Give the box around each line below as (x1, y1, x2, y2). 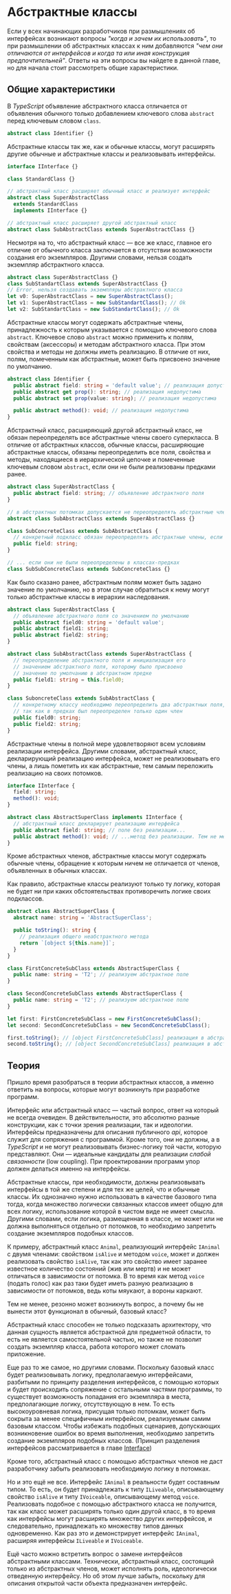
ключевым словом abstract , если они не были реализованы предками (7, 463, 216, 471)
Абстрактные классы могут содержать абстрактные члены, (7, 318, 184, 326)
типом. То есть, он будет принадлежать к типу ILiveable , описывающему (7, 1485, 224, 1493)
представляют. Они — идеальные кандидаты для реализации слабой (7, 1150, 211, 1158)
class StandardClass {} (7, 175, 76, 183)
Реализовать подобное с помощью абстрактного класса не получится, (7, 1500, 217, 1509)
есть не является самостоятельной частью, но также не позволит (7, 1335, 202, 1344)
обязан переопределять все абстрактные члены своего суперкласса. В (7, 434, 219, 442)
